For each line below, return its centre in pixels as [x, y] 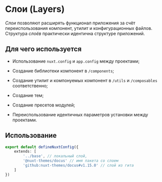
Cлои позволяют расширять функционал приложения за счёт [70, 23]
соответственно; [30, 86]
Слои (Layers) [35, 9]
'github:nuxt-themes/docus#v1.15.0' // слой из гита [79, 166]
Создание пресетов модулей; [44, 105]
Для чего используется [43, 49]
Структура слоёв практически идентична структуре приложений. [75, 33]
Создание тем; [28, 95]
